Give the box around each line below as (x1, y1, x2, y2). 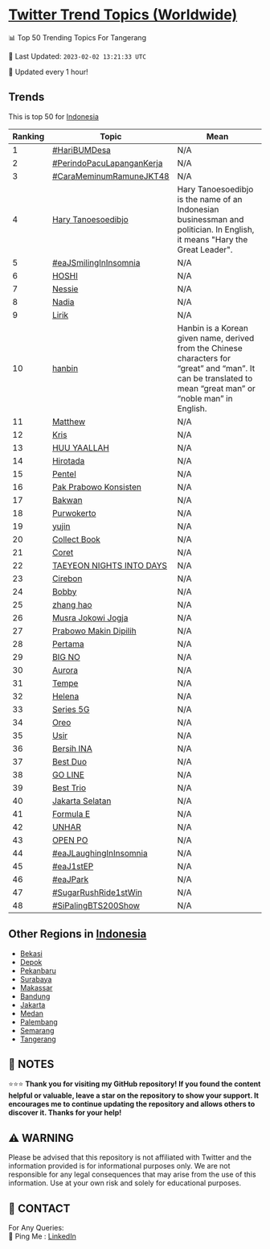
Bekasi (19, 948, 43, 958)
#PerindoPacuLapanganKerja (51, 157, 163, 168)
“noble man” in (177, 393, 233, 404)
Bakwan (51, 494, 83, 505)
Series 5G (51, 703, 90, 715)
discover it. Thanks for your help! (8, 1108, 122, 1118)
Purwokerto (51, 507, 96, 518)
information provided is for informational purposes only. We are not (8, 1161, 231, 1171)
